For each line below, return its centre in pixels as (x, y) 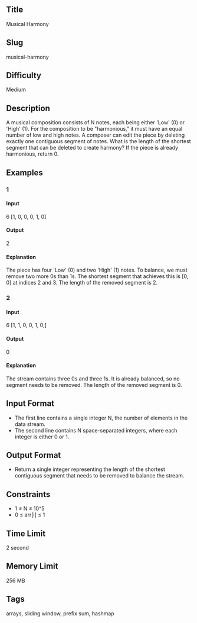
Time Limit (26, 533)
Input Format (30, 404)
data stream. (30, 424)
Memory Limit (32, 566)
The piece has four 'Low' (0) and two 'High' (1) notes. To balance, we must (97, 270)
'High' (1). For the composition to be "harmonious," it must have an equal (94, 129)
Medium (16, 90)
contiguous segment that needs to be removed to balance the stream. (99, 476)
